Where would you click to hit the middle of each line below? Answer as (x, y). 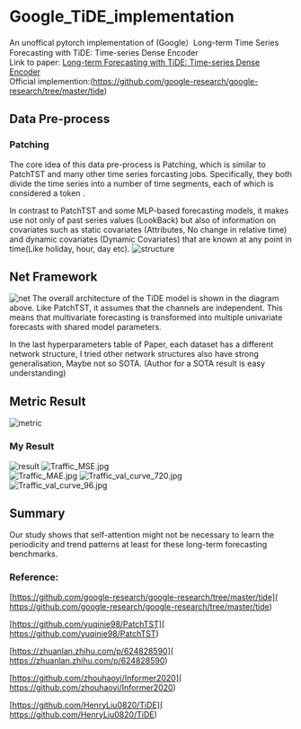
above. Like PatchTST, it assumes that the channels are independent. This (146, 308)
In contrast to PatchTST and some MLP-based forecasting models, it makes (149, 210)
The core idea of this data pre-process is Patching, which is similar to (138, 164)
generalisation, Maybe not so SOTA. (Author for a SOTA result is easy (137, 364)
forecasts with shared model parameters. (85, 327)
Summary (37, 513)
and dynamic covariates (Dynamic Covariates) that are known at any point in (150, 239)
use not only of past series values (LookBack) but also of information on (143, 220)
